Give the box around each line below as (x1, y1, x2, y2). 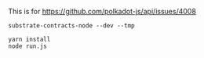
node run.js (8, 42, 47, 50)
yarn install (8, 35, 51, 43)
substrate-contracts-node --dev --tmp (8, 22, 135, 30)
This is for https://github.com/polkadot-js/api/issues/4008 (8, 7, 196, 16)
